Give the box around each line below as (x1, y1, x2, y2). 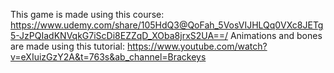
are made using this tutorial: (10, 40, 126, 52)
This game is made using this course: (10, 9, 165, 20)
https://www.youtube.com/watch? (126, 40, 268, 52)
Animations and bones (229, 30, 323, 41)
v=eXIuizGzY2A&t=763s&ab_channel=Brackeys (10, 51, 207, 63)
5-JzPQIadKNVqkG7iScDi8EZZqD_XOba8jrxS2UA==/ (10, 30, 228, 41)
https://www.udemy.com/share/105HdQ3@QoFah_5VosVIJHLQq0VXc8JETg (10, 19, 324, 31)
